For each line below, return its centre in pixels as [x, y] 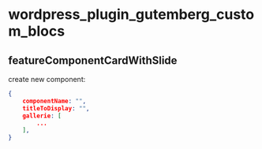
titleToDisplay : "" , [56, 108]
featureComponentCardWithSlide [93, 60]
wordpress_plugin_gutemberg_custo [131, 15]
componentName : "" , [54, 101]
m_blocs [37, 31]
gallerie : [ [42, 116]
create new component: [47, 79]
